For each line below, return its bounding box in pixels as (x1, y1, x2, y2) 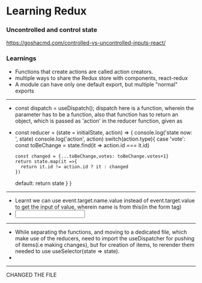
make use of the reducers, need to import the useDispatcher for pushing (14, 234, 195, 242)
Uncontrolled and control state (6, 26, 97, 34)
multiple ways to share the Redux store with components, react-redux (14, 74, 188, 82)
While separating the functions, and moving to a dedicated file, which (14, 228, 188, 236)
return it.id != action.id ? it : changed (20, 163, 129, 169)
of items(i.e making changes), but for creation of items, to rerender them (14, 241, 195, 248)
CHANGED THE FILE (6, 271, 57, 278)
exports (14, 87, 34, 94)
